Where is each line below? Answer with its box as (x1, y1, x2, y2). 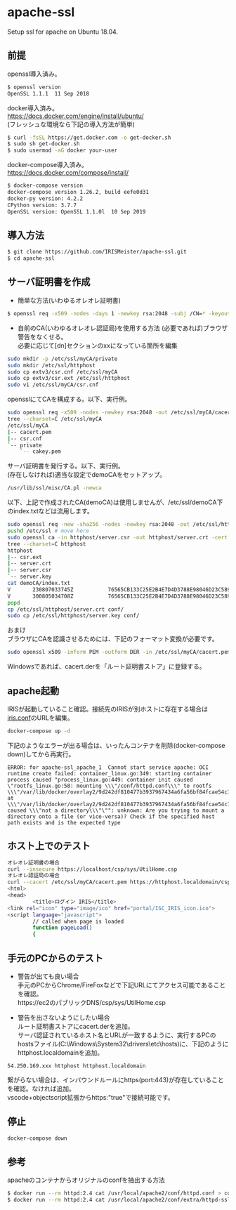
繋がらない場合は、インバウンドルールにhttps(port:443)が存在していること (7, 1075, 224, 1084)
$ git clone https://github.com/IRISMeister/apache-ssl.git (7, 249, 188, 256)
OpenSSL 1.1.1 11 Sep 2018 (7, 90, 90, 97)
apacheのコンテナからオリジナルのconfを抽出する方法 (7, 1176, 165, 1184)
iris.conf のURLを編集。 (7, 713, 74, 722)
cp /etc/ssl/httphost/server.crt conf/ (7, 605, 124, 613)
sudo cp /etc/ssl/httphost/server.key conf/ (7, 612, 140, 619)
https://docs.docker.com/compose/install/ (7, 169, 129, 177)
